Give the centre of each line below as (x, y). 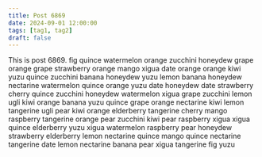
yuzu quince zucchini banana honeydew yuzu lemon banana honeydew (125, 77)
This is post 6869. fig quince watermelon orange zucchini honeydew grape (131, 60)
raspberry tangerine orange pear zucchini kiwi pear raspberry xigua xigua (129, 119)
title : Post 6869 (37, 15)
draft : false (30, 38)
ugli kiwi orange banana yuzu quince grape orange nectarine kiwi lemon (126, 102)
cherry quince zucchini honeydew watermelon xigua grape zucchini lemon (130, 94)
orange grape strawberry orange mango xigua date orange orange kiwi (125, 69)
